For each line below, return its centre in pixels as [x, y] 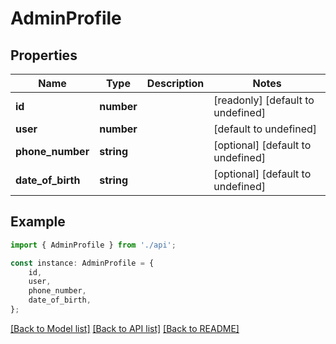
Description [175, 83]
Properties [44, 55]
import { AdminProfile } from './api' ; [93, 245]
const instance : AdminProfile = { [82, 263]
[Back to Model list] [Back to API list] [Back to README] [125, 328]
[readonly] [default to [264, 100]
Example [38, 222]
